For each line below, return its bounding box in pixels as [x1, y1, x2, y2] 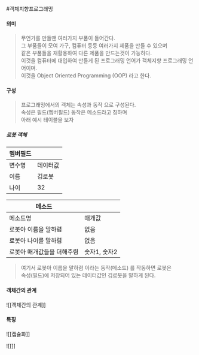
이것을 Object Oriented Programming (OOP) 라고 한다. [20, 72, 151, 79]
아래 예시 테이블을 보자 [20, 116, 74, 124]
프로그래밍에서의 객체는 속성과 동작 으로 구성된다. [20, 101, 136, 109]
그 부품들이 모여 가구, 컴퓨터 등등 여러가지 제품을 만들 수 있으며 [20, 42, 167, 49]
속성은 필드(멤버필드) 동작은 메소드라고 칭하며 [20, 109, 127, 116]
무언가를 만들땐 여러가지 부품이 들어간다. [20, 35, 115, 42]
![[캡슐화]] [6, 330, 30, 338]
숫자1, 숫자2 [84, 248, 118, 256]
